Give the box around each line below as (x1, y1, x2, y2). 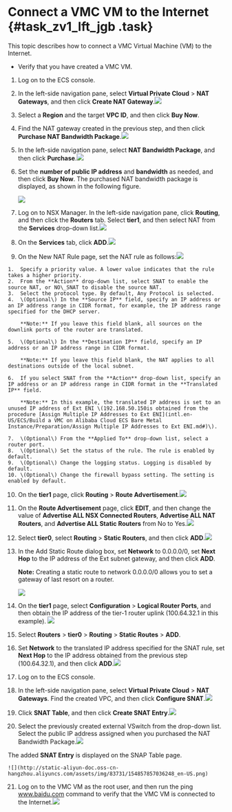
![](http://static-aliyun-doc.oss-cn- (8, 764, 119, 771)
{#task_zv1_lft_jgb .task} (8, 19, 154, 35)
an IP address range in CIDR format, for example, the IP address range (8, 302, 221, 309)
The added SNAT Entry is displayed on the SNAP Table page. (8, 750, 182, 759)
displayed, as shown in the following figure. (17, 182, 141, 190)
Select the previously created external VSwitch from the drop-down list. (17, 721, 222, 730)
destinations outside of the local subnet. (8, 362, 135, 370)
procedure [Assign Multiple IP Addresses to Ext (8, 410, 150, 418)
